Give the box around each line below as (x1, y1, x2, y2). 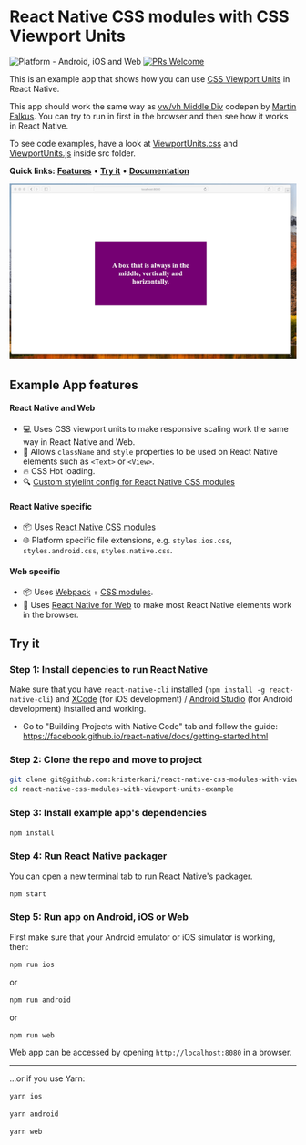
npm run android (9, 995, 71, 1005)
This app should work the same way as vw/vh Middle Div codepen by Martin (9, 100, 297, 111)
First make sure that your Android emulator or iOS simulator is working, (9, 932, 276, 943)
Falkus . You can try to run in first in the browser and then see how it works (9, 110, 289, 121)
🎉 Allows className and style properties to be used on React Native (22, 447, 278, 458)
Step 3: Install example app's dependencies (9, 807, 208, 820)
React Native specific (9, 500, 93, 511)
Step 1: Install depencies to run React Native (9, 663, 208, 676)
